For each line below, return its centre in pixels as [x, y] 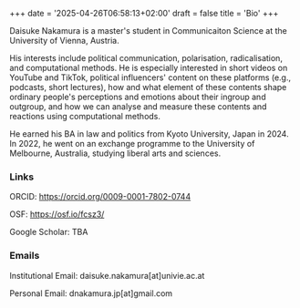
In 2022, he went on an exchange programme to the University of [132, 144]
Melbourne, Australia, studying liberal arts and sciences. [115, 153]
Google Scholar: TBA [49, 232]
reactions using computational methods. [85, 116]
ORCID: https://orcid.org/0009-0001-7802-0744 [100, 197]
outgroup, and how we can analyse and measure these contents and [138, 107]
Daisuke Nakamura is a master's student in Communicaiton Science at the [148, 31]
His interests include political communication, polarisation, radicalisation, [146, 58]
